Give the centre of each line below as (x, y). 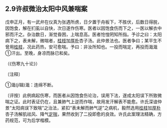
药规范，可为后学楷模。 (29, 120)
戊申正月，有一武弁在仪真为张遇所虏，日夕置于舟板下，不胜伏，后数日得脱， (83, 22)
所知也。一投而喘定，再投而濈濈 (125, 47)
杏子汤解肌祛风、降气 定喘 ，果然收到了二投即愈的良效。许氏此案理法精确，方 (83, 114)
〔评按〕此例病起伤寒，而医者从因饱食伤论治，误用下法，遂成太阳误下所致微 (83, 95)
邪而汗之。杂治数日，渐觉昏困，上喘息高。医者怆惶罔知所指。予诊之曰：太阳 (83, 34)
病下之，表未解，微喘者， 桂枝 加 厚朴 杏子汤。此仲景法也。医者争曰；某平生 (81, 40)
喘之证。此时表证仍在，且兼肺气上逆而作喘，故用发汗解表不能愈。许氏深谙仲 (83, 102)
